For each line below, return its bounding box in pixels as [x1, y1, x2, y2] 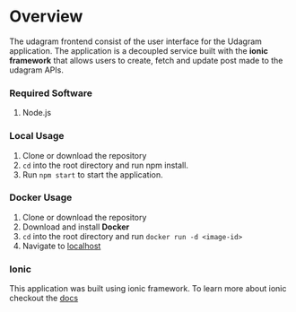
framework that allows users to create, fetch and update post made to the [9, 55, 283, 65]
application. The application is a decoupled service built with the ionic [9, 45, 269, 56]
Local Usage [9, 130, 65, 143]
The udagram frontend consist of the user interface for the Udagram [9, 36, 263, 47]
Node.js [22, 108, 52, 118]
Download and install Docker [22, 221, 130, 232]
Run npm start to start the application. [22, 169, 163, 180]
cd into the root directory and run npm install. [22, 160, 188, 170]
